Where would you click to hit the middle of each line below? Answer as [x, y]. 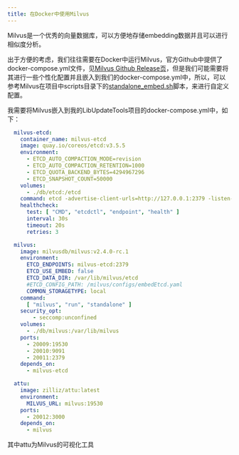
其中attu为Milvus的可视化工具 [51, 445]
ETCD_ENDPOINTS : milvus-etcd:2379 [78, 265]
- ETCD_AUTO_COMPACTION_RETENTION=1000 [85, 165]
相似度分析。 [26, 44]
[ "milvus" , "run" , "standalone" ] [79, 305]
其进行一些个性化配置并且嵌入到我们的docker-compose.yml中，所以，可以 [117, 77]
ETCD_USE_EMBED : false [60, 272]
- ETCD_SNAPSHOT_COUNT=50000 [69, 179]
